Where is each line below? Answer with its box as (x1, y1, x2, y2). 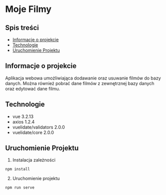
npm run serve (5, 185, 35, 190)
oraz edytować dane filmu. (5, 85, 60, 91)
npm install (5, 166, 30, 172)
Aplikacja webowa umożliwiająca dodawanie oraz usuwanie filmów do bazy (5, 75, 161, 81)
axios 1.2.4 (12, 118, 35, 124)
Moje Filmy (5, 3, 51, 15)
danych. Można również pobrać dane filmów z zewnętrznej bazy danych (5, 80, 154, 86)
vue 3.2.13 (12, 113, 34, 119)
